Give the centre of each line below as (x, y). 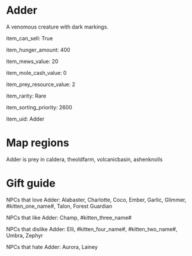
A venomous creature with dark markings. (57, 27)
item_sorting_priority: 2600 (39, 107)
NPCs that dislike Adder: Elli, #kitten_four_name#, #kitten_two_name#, (92, 229)
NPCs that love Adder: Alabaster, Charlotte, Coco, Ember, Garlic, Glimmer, (96, 200)
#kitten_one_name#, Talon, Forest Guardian (59, 206)
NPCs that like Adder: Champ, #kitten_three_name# (69, 217)
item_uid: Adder (25, 119)
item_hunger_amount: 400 (38, 50)
